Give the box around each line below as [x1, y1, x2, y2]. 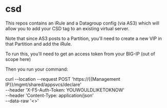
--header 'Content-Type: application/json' [5, 92, 94, 98]
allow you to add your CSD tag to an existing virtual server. [5, 25, 129, 31]
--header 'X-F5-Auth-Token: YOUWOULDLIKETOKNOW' [5, 87, 125, 93]
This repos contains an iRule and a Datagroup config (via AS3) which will [5, 20, 159, 26]
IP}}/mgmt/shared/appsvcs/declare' [5, 81, 82, 88]
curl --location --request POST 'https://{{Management [5, 76, 121, 82]
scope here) [5, 56, 31, 62]
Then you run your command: [5, 66, 68, 72]
